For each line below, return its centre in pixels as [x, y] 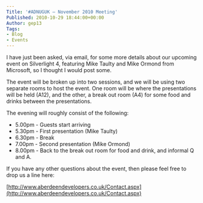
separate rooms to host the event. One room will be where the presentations [101, 88]
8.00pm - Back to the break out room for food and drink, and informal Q [105, 150]
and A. [23, 157]
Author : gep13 [24, 23]
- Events [17, 40]
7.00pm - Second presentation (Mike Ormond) [72, 144]
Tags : [13, 29]
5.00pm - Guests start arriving [53, 125]
